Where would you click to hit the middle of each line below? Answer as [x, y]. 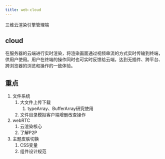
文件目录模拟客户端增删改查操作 [53, 115]
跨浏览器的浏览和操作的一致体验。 [40, 66]
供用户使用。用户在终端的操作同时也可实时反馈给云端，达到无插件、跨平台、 [84, 59]
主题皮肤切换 [25, 139]
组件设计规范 [33, 151]
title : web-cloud [23, 10]
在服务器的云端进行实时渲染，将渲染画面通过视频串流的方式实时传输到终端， [84, 53]
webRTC [21, 120]
